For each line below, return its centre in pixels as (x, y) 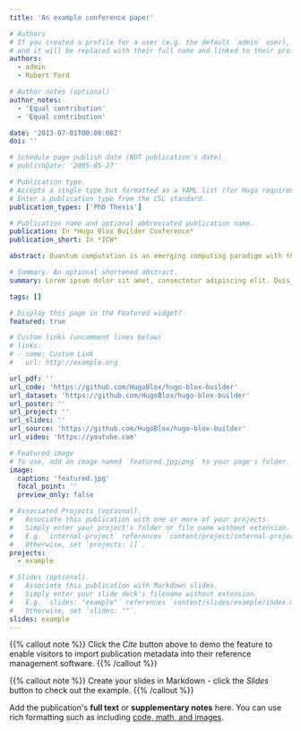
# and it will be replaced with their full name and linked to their (142, 50)
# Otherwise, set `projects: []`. (77, 544)
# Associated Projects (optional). (76, 511)
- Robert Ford (43, 76)
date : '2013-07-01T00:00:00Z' (66, 133)
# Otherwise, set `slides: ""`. (74, 611)
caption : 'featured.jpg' (64, 478)
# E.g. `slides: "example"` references (88, 602)
